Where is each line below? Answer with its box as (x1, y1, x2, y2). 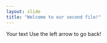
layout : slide (6, 8, 41, 15)
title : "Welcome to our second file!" (6, 14, 101, 20)
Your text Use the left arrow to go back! (6, 30, 102, 37)
